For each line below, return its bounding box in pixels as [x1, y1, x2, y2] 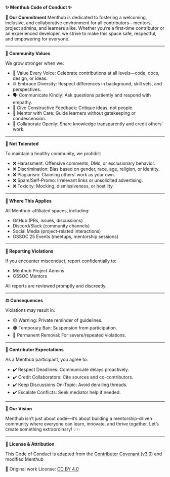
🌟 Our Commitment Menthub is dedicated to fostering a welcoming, [5, 15, 147, 20]
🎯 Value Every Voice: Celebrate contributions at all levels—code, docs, [12, 70, 160, 76]
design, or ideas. [12, 75, 48, 81]
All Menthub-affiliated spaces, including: [5, 208, 90, 214]
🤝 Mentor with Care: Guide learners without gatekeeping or [12, 110, 136, 116]
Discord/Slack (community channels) [12, 223, 90, 229]
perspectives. [12, 86, 41, 92]
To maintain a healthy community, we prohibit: [5, 151, 101, 156]
